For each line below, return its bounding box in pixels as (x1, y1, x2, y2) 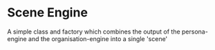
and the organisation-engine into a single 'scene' (28, 34, 168, 42)
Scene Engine (7, 5, 88, 21)
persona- (182, 27, 209, 36)
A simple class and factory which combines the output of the (7, 27, 181, 36)
